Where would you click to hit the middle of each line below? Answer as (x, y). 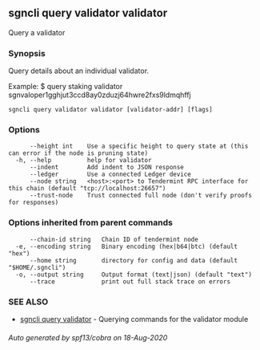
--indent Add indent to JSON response (106, 168)
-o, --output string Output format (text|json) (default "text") (134, 275)
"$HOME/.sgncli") (37, 267)
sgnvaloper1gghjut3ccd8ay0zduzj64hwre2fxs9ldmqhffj (100, 95)
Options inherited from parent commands (91, 222)
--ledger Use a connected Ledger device (110, 175)
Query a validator (37, 32)
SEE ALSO (28, 302)
